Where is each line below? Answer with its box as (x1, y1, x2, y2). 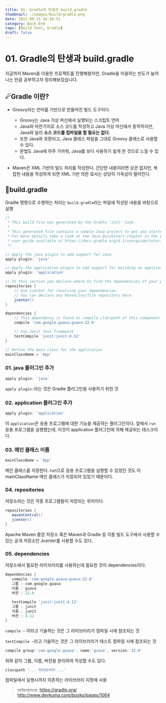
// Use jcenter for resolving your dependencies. (14, 288, 119, 293)
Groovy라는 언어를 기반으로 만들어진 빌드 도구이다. (12, 106, 110, 112)
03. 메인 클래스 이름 (5, 446, 50, 453)
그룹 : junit (11, 604, 37, 609)
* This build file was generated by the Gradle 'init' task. (7, 220, 136, 225)
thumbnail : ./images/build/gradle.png (5, 12, 85, 17)
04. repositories (5, 486, 44, 493)
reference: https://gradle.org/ (17, 687, 78, 693)
